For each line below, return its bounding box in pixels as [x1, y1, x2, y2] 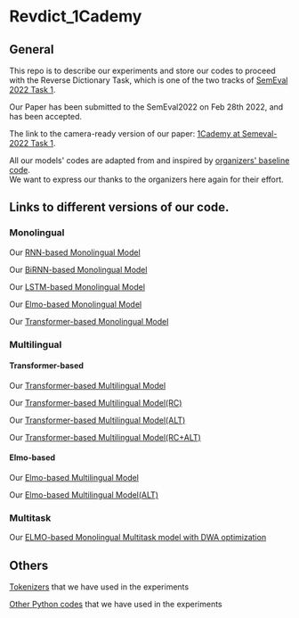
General [9, 42, 55, 57]
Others [9, 557, 49, 573]
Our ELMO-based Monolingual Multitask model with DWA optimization [9, 532, 267, 543]
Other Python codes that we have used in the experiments [9, 599, 222, 610]
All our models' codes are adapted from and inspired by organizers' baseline [9, 155, 290, 166]
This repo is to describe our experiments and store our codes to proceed [9, 65, 276, 76]
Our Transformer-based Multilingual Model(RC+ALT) [9, 432, 202, 442]
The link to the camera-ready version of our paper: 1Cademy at [9, 128, 240, 139]
